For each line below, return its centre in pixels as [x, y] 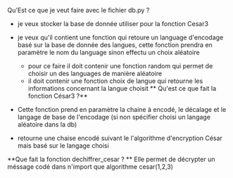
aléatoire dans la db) [47, 125]
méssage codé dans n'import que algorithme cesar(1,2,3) [90, 167]
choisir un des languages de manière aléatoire [95, 74]
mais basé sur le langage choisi [63, 146]
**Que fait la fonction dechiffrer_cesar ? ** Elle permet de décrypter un [111, 159]
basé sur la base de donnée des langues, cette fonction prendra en [115, 45]
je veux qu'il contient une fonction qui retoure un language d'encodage [120, 37]
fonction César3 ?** [58, 96]
